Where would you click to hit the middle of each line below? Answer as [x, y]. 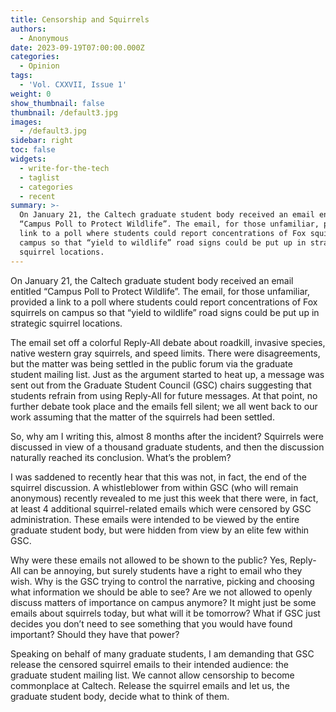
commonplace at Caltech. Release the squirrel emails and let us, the [150, 685]
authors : [28, 29]
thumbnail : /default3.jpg [64, 112]
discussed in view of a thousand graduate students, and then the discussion [167, 447]
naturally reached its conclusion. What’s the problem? [121, 457]
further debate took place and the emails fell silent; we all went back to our [164, 406]
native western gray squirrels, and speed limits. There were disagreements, [165, 353]
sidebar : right [42, 141]
